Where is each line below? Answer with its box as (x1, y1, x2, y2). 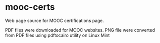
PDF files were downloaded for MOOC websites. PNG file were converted (5, 27, 155, 33)
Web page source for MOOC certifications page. (5, 18, 104, 23)
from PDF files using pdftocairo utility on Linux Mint (5, 32, 110, 38)
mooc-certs (5, 1, 55, 13)
